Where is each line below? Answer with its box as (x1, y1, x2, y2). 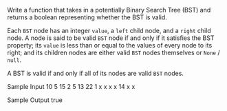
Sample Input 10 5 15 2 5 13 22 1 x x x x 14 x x (7, 83, 136, 90)
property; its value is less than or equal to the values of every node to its (7, 41, 213, 49)
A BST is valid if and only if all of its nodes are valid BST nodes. (7, 69, 184, 77)
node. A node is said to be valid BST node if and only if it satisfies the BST (7, 34, 215, 42)
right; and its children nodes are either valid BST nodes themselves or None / (7, 48, 220, 57)
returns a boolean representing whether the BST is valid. (7, 13, 167, 21)
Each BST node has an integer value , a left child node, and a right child (7, 27, 211, 34)
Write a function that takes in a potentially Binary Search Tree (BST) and (7, 6, 211, 14)
